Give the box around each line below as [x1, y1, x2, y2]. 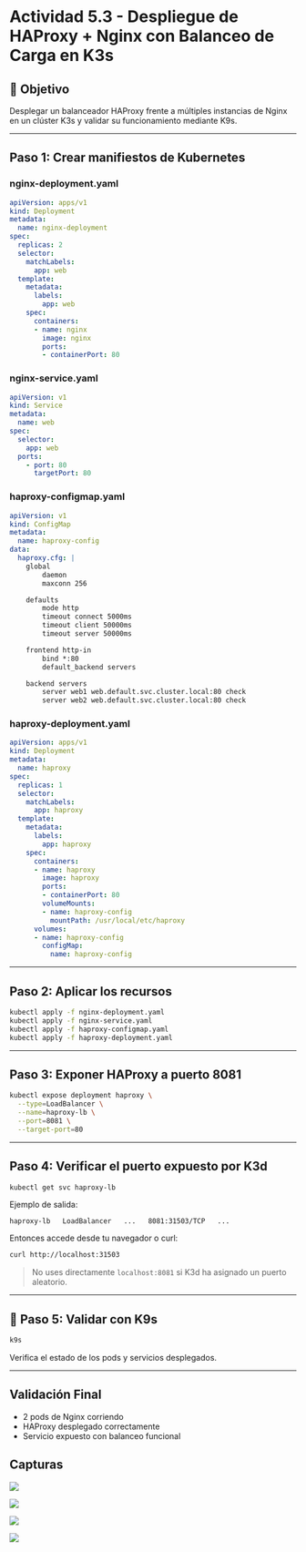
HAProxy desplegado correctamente [22, 1421, 160, 1432]
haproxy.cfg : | [17, 554, 76, 563]
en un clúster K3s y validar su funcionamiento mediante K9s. [9, 116, 238, 126]
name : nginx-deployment [17, 223, 107, 233]
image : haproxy [42, 873, 100, 883]
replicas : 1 [17, 781, 64, 790]
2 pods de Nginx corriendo [22, 1411, 125, 1422]
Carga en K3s [9, 46, 114, 66]
